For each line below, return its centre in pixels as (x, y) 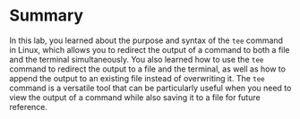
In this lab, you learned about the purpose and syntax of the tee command (146, 40)
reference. (28, 106)
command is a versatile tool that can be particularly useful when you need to (150, 88)
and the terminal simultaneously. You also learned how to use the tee (137, 59)
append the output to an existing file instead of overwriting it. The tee (137, 78)
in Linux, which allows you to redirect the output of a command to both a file (150, 49)
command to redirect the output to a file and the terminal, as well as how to (148, 69)
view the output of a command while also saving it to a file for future (135, 97)
